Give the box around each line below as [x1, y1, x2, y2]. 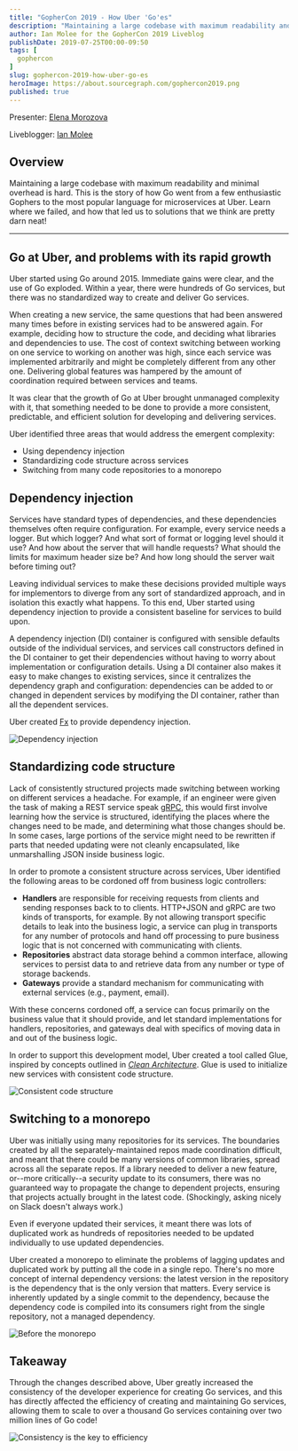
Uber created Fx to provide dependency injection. [9, 716, 192, 727]
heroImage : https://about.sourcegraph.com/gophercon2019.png [9, 79, 240, 88]
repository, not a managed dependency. [9, 1311, 155, 1321]
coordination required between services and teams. [9, 375, 198, 386]
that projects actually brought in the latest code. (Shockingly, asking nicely [9, 1191, 282, 1203]
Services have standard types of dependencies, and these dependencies [9, 514, 277, 524]
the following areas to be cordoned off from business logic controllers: [9, 875, 267, 886]
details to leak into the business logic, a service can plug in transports [21, 920, 278, 932]
